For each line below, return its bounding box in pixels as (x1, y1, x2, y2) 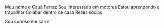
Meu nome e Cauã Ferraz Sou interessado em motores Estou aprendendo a (5, 4, 160, 10)
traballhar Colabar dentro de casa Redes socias (5, 9, 103, 15)
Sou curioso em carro (5, 19, 50, 24)
